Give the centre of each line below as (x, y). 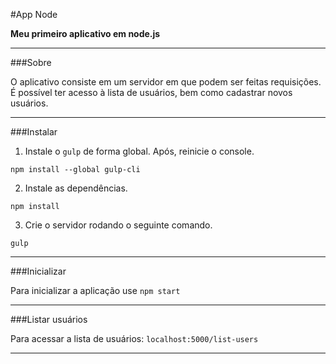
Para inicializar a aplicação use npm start (95, 290)
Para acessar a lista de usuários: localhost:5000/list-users (134, 338)
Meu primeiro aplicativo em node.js (85, 33)
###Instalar (34, 132)
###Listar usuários (49, 319)
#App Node (34, 14)
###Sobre (31, 62)
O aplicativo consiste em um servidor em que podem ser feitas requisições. (166, 82)
